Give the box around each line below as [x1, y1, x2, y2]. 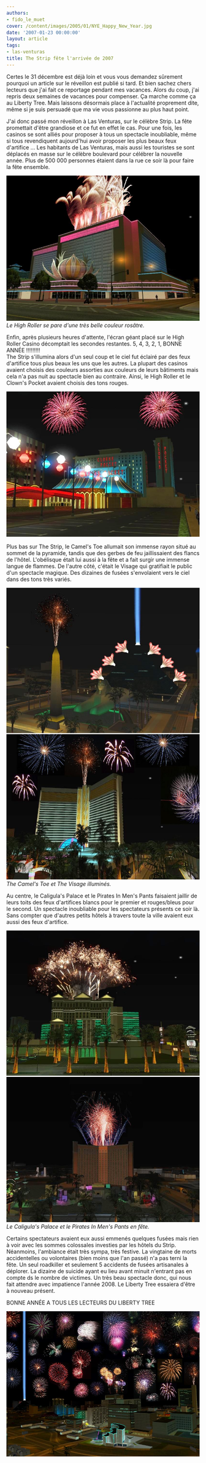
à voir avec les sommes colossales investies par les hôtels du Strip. [6, 1241, 177, 1248]
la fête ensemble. [6, 163, 50, 170]
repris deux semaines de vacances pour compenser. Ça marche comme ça [6, 92, 196, 100]
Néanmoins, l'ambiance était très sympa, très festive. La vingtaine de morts [6, 1248, 197, 1255]
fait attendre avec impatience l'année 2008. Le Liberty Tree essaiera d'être [6, 1280, 196, 1288]
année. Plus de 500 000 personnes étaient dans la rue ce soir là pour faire [6, 157, 194, 164]
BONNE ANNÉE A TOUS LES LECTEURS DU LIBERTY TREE [6, 1299, 155, 1306]
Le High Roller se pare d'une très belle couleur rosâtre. [6, 321, 145, 329]
